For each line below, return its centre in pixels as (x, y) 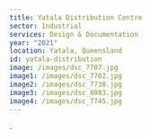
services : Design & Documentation (74, 34)
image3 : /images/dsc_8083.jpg (66, 92)
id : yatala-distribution (56, 59)
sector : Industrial (46, 26)
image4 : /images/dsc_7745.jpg (66, 101)
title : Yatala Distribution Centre (76, 17)
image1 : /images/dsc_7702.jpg (66, 76)
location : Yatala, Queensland (66, 51)
